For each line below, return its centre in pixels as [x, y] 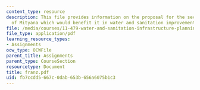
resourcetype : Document [36, 67]
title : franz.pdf [28, 72]
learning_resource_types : [38, 39]
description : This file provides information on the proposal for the [96, 17]
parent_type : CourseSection [41, 61]
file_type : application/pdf [41, 34]
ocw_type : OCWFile [29, 50]
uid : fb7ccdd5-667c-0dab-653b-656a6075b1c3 [61, 78]
